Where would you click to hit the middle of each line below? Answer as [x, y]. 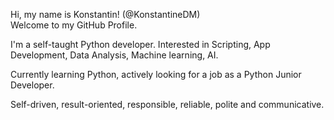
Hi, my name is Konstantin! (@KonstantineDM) [105, 14]
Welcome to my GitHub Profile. [74, 25]
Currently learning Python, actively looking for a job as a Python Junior [156, 74]
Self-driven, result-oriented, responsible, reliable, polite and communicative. [167, 104]
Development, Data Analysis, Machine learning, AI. [114, 55]
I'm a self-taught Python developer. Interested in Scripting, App [140, 44]
